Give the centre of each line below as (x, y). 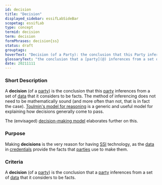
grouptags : (16, 50)
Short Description (26, 80)
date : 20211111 (20, 63)
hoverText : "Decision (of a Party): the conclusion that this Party (75, 54)
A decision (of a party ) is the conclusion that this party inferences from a (78, 91)
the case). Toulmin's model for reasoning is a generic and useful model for (79, 107)
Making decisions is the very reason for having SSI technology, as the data (80, 144)
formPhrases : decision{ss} (32, 41)
